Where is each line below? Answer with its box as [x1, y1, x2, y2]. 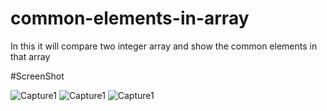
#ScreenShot [10, 70, 65, 82]
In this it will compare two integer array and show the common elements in [10, 40, 318, 52]
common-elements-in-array [10, 7, 250, 30]
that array [10, 50, 51, 62]
